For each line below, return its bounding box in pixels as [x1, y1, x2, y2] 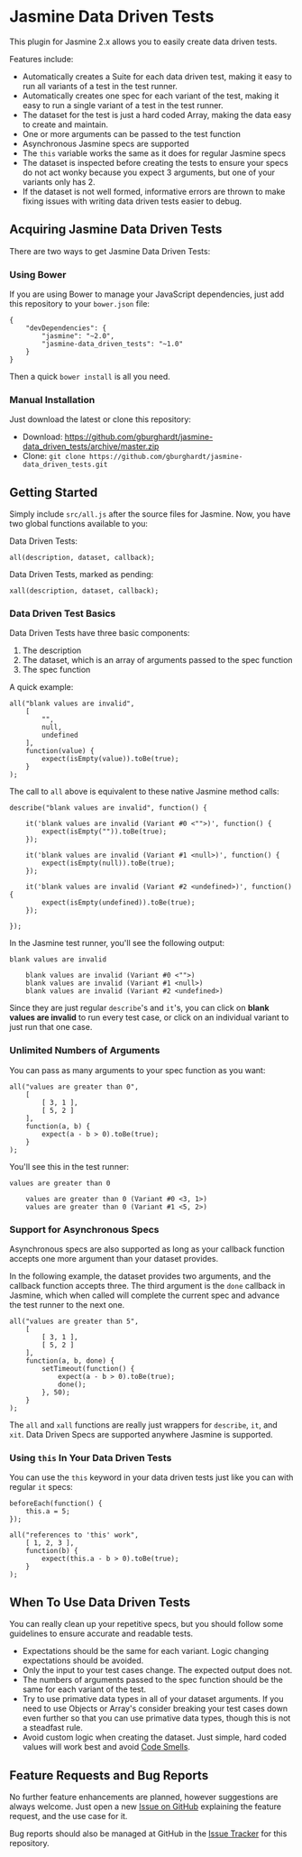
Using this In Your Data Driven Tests [9, 1451, 172, 1464]
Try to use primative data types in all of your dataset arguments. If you [22, 1694, 284, 1705]
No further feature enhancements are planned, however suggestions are [9, 1791, 279, 1802]
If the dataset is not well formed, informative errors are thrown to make [22, 186, 286, 197]
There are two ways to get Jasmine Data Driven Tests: [9, 245, 211, 256]
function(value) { [25, 747, 95, 756]
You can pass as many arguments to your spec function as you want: [9, 1064, 266, 1075]
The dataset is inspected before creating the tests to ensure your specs [22, 157, 288, 168]
